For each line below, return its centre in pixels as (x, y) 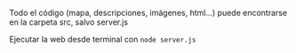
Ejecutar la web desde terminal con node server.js (103, 39)
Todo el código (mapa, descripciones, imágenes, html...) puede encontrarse (148, 13)
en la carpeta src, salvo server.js (69, 22)
